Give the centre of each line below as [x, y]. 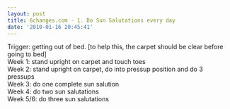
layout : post [27, 14]
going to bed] [27, 54]
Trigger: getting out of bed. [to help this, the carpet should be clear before [115, 47]
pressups [21, 77]
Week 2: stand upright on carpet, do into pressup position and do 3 [105, 69]
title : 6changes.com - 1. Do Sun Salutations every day [91, 20]
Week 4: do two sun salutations [53, 91]
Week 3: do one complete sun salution [63, 84]
